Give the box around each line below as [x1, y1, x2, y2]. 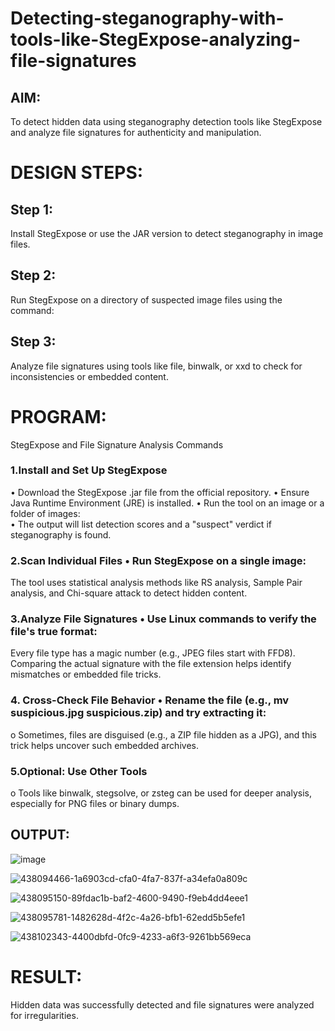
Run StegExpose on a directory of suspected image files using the [10, 293, 283, 306]
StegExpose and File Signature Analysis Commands [10, 438, 224, 451]
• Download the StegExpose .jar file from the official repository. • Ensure [10, 486, 310, 498]
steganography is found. [10, 528, 112, 541]
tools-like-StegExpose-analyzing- [10, 28, 301, 51]
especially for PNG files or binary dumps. [10, 798, 180, 810]
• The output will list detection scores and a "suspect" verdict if [10, 518, 272, 530]
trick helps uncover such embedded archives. [10, 739, 199, 751]
